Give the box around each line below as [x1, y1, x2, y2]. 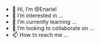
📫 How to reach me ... [12, 32, 68, 38]
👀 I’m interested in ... [12, 12, 64, 19]
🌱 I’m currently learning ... [12, 18, 77, 25]
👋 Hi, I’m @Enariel [12, 6, 57, 12]
